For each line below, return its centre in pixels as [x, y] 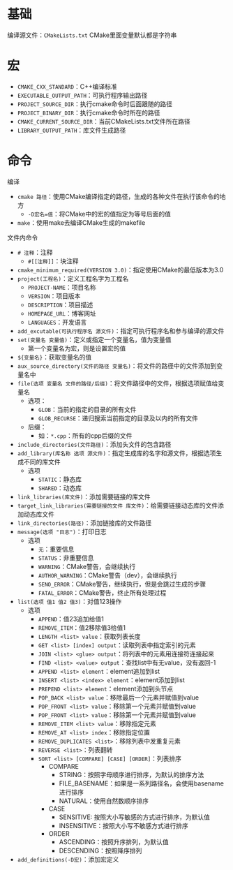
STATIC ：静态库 [60, 479]
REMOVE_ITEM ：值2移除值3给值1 [82, 627]
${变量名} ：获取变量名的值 [54, 357]
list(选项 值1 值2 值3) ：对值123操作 [69, 601]
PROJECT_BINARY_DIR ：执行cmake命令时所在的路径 [89, 112]
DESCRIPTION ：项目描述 [60, 304]
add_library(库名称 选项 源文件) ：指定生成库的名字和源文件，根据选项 [116, 453]
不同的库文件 [42, 462]
